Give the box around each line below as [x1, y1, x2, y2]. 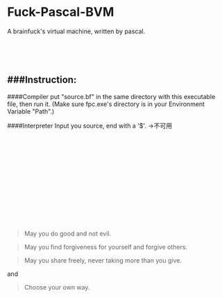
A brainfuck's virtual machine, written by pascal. [7, 27, 146, 35]
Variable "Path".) [7, 107, 55, 115]
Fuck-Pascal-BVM [7, 4, 114, 20]
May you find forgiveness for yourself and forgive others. [24, 243, 188, 251]
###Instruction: [7, 74, 77, 86]
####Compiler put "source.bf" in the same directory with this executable [7, 92, 216, 100]
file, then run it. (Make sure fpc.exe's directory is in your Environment [7, 100, 205, 108]
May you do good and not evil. [24, 229, 112, 238]
